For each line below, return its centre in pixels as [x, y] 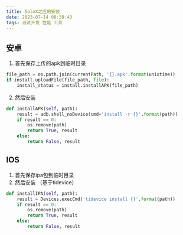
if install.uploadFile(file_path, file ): [58, 80]
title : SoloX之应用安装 [33, 12]
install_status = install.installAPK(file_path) [78, 85]
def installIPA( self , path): [42, 193]
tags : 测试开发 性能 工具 [35, 22]
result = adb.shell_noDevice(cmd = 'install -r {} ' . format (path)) [97, 114]
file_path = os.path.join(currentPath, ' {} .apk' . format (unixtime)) [91, 74]
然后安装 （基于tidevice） [46, 182]
